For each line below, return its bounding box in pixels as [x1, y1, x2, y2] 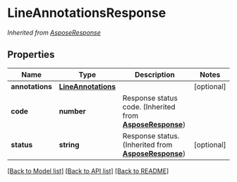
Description [135, 69, 175, 79]
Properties [7, 49, 55, 61]
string [59, 140, 80, 150]
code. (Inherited [122, 102, 176, 111]
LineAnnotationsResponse [7, 5, 166, 21]
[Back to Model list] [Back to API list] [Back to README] [7, 166, 169, 175]
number [59, 106, 86, 116]
